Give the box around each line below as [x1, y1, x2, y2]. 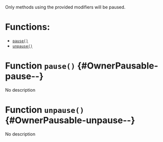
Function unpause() [5, 105, 84, 115]
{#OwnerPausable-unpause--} [5, 115, 135, 126]
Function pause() [5, 60, 76, 71]
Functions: [5, 22, 51, 33]
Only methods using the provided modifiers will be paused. [5, 4, 126, 10]
